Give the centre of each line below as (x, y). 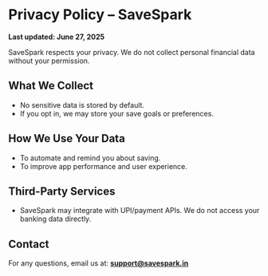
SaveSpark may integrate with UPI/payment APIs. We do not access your (140, 211)
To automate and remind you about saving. (90, 158)
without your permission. (49, 61)
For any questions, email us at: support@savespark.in (99, 263)
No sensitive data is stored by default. (82, 104)
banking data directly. (55, 219)
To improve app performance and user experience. (103, 166)
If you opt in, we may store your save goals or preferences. (116, 113)
